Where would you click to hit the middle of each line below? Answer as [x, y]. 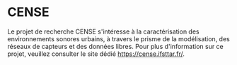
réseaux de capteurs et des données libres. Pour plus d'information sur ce [116, 46]
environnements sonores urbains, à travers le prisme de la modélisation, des [118, 38]
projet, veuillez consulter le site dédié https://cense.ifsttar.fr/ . [96, 54]
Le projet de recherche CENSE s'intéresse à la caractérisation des [103, 31]
